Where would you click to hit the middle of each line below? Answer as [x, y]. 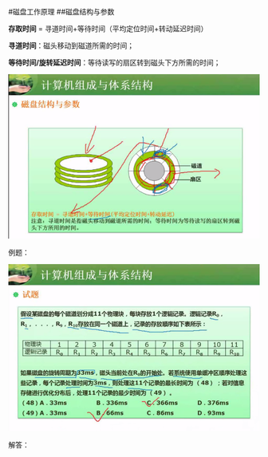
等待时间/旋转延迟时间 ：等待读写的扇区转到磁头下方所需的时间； [114, 63]
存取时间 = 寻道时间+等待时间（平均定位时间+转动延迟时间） [108, 29]
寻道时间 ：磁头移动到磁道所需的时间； [71, 45]
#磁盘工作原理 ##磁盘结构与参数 [61, 12]
